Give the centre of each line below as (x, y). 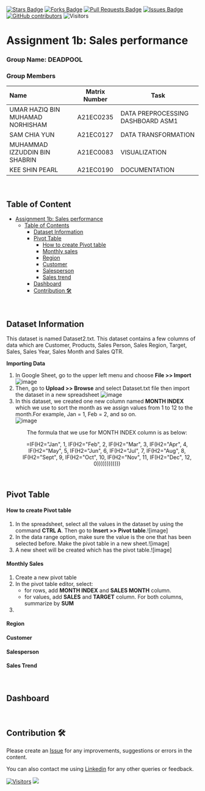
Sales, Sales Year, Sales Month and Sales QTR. (65, 352)
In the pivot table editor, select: (54, 583)
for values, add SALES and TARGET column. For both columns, (104, 597)
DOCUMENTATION (148, 170)
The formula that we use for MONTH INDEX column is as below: (107, 433)
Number (95, 99)
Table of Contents (47, 225)
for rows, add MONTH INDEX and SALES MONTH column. (98, 590)
